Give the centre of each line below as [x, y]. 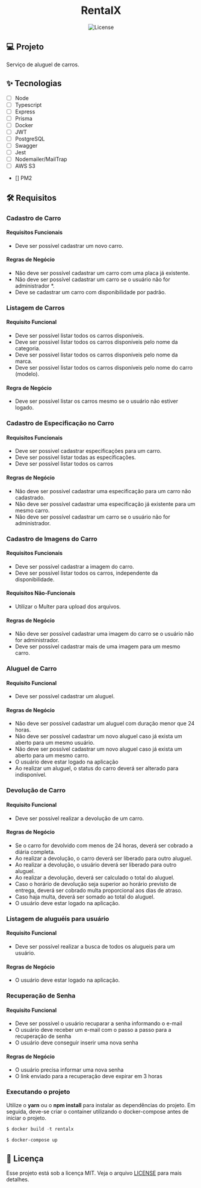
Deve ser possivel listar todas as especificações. [76, 457]
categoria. [28, 349]
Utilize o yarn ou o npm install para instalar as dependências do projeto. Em [101, 1105]
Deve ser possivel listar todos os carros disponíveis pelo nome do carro [104, 368]
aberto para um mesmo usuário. [55, 743]
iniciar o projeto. [26, 1118]
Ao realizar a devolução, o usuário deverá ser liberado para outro [96, 864]
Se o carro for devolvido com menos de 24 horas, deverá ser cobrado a [104, 845]
